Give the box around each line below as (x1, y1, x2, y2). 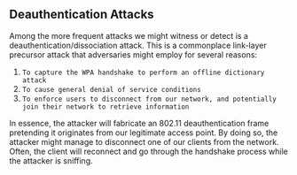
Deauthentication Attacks (9, 7, 154, 22)
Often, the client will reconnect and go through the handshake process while (9, 146, 288, 156)
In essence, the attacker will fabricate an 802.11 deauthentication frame (9, 118, 270, 128)
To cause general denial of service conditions (21, 85, 201, 94)
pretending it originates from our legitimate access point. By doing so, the (9, 127, 278, 138)
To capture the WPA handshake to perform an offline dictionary (21, 68, 265, 77)
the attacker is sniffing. (9, 155, 93, 166)
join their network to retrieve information (21, 102, 190, 111)
